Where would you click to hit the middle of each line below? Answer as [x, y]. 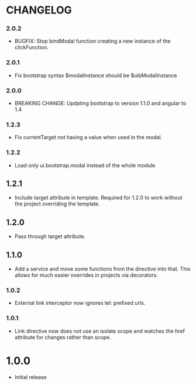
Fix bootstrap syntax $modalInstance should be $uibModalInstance [96, 75]
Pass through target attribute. [50, 236]
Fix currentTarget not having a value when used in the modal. [88, 137]
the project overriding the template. [57, 204]
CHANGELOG [39, 10]
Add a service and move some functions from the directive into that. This [102, 269]
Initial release [30, 377]
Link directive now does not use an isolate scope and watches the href [100, 331]
